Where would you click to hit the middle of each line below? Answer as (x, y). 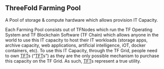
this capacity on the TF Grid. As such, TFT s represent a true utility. (73, 61)
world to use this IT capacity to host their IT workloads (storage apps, (77, 40)
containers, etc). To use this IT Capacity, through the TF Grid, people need (81, 50)
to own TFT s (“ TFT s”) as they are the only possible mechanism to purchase (82, 56)
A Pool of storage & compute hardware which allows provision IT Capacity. (82, 20)
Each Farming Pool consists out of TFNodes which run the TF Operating (79, 30)
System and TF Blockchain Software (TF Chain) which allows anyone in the (82, 34)
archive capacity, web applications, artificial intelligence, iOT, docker (75, 45)
